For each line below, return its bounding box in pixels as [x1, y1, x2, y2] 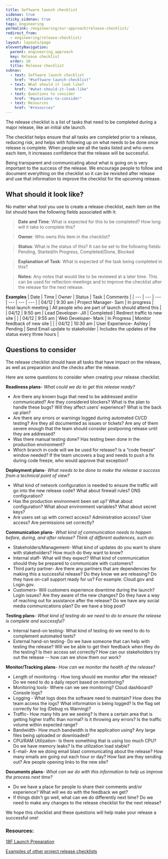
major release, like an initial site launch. [5, 124, 86, 130]
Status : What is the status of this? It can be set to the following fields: [17, 243, 161, 249]
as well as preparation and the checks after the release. [5, 364, 120, 370]
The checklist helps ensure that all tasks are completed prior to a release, [5, 134, 157, 140]
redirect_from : [5, 31, 37, 36]
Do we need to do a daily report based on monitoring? [12, 679, 124, 685]
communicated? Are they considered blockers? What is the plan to [12, 399, 150, 405]
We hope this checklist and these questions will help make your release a [5, 809, 156, 815]
